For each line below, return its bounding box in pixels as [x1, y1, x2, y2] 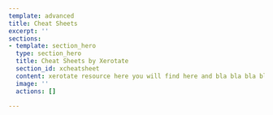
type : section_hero [15, 49, 82, 57]
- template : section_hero [8, 42, 96, 50]
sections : [8, 34, 42, 43]
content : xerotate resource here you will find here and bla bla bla [15, 72, 256, 80]
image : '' [15, 79, 49, 87]
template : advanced [8, 11, 75, 20]
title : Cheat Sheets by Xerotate [15, 57, 129, 66]
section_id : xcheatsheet [15, 65, 100, 73]
